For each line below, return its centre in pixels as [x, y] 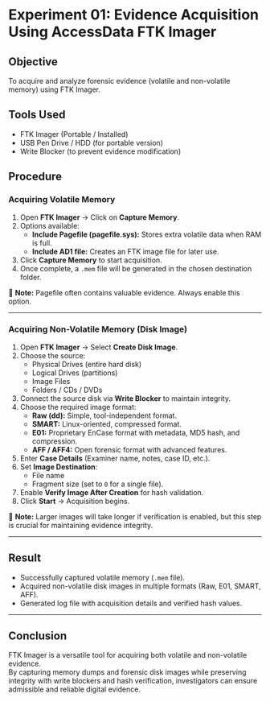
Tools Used [37, 115]
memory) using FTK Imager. [55, 89]
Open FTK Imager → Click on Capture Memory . [99, 217]
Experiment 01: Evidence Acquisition [134, 15]
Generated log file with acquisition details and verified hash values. [131, 603]
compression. [55, 441]
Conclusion [38, 636]
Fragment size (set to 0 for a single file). [98, 484]
